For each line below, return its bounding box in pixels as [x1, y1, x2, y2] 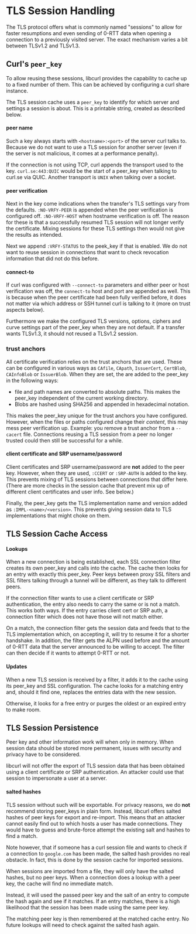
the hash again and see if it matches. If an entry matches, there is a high [6, 898, 180, 905]
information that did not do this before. [6, 255, 99, 262]
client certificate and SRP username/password [6, 450, 122, 458]
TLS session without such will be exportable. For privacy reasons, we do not [6, 801, 190, 808]
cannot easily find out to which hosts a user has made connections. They [6, 820, 183, 827]
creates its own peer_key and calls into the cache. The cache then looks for [6, 564, 188, 572]
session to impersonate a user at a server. [6, 775, 107, 782]
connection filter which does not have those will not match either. [6, 613, 164, 621]
